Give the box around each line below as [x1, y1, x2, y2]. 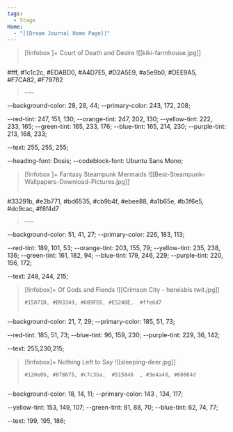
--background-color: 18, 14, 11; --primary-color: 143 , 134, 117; [7, 389, 183, 398]
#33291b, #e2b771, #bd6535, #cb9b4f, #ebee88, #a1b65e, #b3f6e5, [7, 197, 204, 206]
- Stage [13, 17, 36, 24]
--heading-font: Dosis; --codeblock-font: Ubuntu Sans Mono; [7, 157, 183, 165]
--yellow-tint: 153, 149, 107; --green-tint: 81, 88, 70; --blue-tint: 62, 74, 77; [7, 403, 219, 412]
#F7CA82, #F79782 [7, 76, 64, 84]
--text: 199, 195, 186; [7, 417, 66, 425]
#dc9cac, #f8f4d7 [7, 205, 59, 213]
